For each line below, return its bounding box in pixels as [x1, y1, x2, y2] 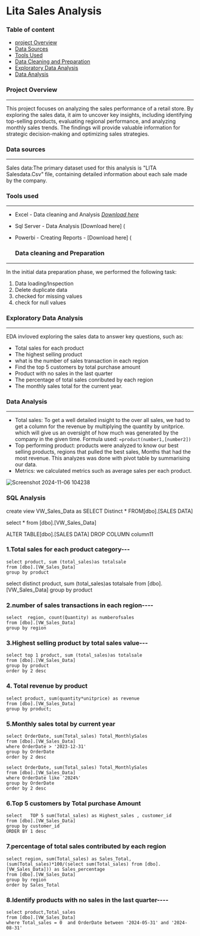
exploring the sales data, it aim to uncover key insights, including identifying [6, 111, 192, 118]
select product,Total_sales [6, 909, 76, 915]
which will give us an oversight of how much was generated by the [14, 429, 179, 436]
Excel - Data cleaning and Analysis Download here [14, 211, 139, 218]
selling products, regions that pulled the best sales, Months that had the [14, 448, 191, 455]
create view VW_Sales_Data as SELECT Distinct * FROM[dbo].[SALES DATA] [6, 507, 193, 515]
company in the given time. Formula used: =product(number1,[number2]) [14, 436, 192, 443]
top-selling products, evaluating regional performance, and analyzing [6, 118, 176, 125]
